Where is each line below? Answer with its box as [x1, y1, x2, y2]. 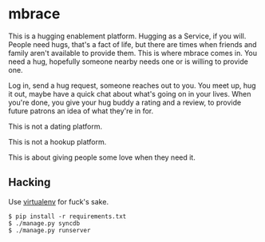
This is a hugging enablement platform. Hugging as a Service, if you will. [8, 31, 247, 41]
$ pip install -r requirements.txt [8, 212, 127, 220]
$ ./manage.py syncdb [8, 219, 81, 228]
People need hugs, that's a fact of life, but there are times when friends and [8, 39, 257, 49]
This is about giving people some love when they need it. [8, 153, 196, 162]
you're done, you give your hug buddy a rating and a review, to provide [8, 97, 242, 107]
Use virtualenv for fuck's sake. [8, 196, 109, 206]
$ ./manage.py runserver [8, 226, 91, 234]
